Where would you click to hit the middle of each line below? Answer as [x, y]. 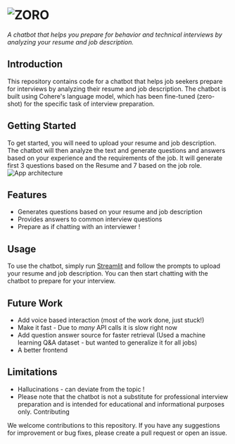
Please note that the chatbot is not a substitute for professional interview [123, 396]
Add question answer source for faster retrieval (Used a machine [112, 335]
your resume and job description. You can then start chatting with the [108, 273]
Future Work [35, 303]
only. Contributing [44, 412]
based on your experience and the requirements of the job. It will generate [115, 158]
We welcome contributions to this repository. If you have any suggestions [114, 425]
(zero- [206, 96]
